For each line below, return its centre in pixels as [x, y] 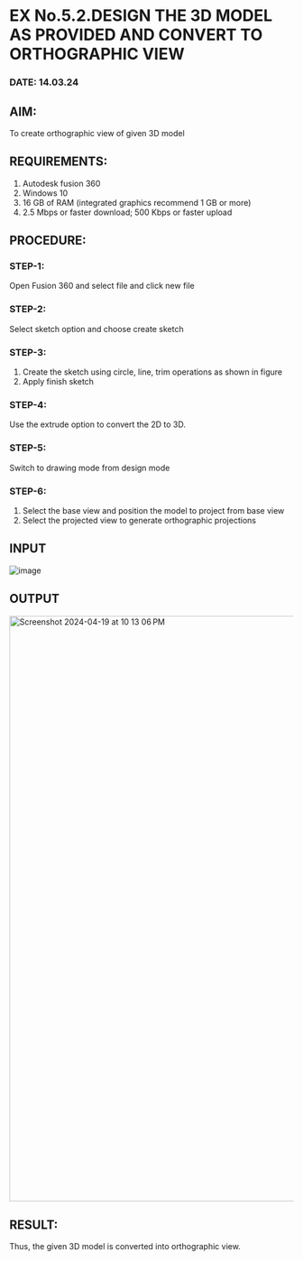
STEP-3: [28, 352]
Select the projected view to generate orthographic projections [139, 520]
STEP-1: [27, 266]
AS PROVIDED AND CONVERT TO [136, 35]
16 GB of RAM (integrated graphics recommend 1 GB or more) [137, 202]
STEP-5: [28, 448]
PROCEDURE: [48, 241]
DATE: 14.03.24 [44, 82]
